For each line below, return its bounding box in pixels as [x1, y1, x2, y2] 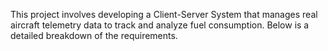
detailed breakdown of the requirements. [10, 30, 178, 41]
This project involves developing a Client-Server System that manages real [10, 9, 318, 20]
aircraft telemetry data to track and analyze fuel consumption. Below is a [10, 19, 310, 31]
